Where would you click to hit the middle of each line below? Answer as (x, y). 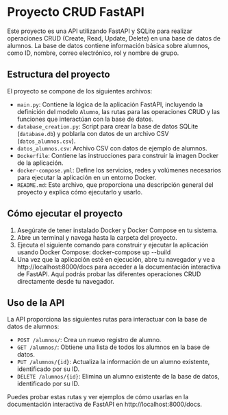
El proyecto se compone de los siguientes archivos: (80, 91)
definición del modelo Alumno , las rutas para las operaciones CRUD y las (118, 111)
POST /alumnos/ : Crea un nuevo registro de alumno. (89, 340)
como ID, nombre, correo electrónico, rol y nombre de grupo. (93, 53)
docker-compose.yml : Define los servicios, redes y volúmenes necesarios (119, 170)
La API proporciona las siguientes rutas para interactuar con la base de (107, 319)
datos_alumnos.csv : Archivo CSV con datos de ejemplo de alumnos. (112, 148)
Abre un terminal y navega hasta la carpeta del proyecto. (97, 237)
